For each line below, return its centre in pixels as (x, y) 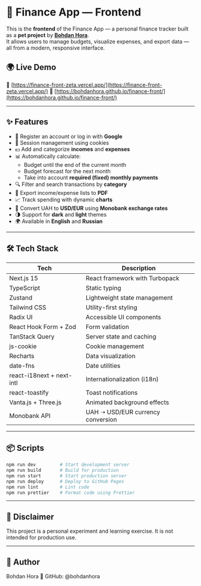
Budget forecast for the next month (67, 171)
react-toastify (29, 393)
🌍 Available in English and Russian (59, 221)
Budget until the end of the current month (75, 164)
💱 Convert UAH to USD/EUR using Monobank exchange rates (91, 208)
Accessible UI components (124, 318)
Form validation (108, 327)
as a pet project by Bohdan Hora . (48, 35)
